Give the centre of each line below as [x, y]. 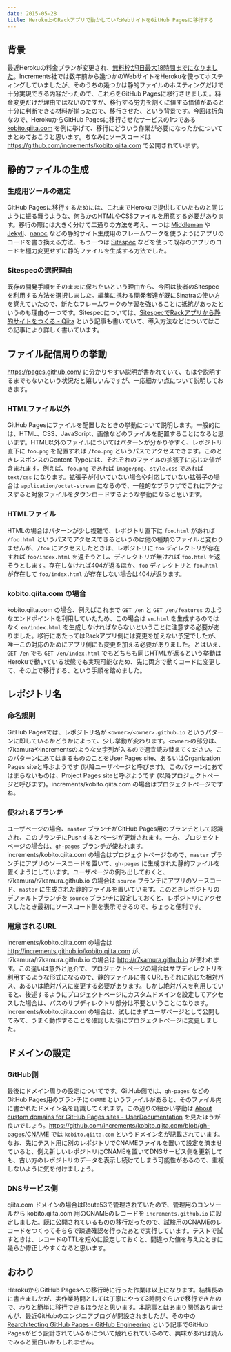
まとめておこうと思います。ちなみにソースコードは [79, 137]
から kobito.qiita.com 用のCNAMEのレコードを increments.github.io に [114, 1214]
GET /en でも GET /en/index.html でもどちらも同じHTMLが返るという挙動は [114, 653]
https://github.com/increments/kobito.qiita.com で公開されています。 [105, 145]
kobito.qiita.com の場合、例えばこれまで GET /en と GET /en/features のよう [115, 610]
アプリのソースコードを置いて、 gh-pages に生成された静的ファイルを [123, 863]
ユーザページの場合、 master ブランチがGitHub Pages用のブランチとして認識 [115, 829]
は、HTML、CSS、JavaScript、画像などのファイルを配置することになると [113, 434]
